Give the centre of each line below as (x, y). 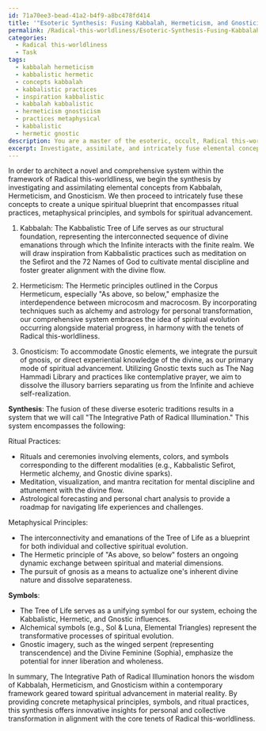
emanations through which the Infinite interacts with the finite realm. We (137, 245)
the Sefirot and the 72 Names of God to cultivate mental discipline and (134, 262)
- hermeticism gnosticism (58, 112)
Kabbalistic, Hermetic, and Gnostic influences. (95, 619)
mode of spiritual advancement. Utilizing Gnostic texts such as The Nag (137, 369)
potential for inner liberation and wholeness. (91, 661)
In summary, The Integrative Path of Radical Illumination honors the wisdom (131, 677)
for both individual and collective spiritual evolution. (104, 546)
